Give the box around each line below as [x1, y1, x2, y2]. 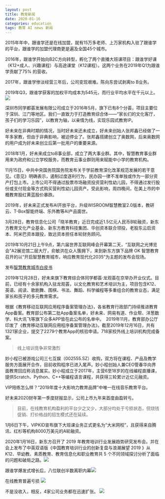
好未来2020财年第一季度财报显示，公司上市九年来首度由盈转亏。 [5, 395, 137, 401]
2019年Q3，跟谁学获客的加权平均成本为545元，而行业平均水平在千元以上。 [5, 90, 158, 96]
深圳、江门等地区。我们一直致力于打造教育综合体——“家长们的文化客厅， [9, 111, 158, 117]
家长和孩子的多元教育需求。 [5, 294, 61, 299]
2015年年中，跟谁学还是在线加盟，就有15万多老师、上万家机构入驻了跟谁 [5, 40, 153, 46]
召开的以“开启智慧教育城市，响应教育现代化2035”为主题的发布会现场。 [5, 254, 149, 260]
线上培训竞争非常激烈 [17, 345, 60, 351]
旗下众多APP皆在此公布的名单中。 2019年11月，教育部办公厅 [35, 316, 158, 322]
